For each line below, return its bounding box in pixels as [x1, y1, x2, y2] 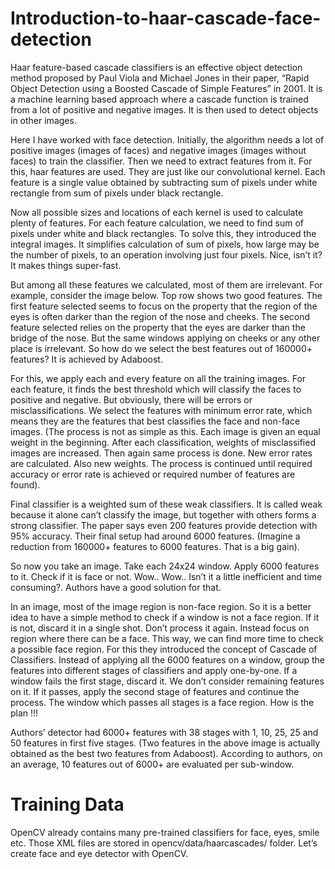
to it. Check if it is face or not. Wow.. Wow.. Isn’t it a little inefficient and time [10, 570, 323, 582]
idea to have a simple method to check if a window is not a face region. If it [10, 611, 320, 623]
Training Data [10, 793, 125, 816]
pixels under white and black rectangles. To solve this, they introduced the [10, 227, 317, 239]
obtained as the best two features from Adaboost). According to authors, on [10, 747, 323, 759]
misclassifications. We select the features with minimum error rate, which [10, 404, 313, 416]
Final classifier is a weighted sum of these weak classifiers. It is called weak [10, 498, 323, 510]
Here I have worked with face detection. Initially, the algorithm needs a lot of [10, 133, 325, 146]
